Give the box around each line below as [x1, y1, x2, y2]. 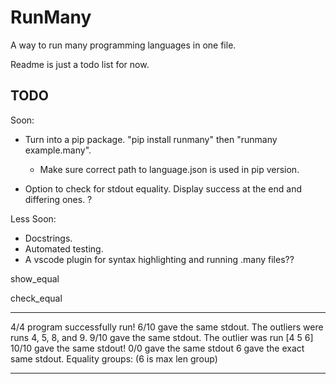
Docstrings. [24, 232, 73, 244]
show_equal [10, 272, 60, 285]
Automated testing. [24, 242, 104, 255]
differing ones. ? [24, 193, 93, 205]
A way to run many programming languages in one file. [10, 39, 237, 51]
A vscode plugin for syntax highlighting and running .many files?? [24, 253, 295, 265]
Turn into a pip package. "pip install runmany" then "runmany [24, 133, 278, 145]
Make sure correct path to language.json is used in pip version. [39, 163, 300, 175]
